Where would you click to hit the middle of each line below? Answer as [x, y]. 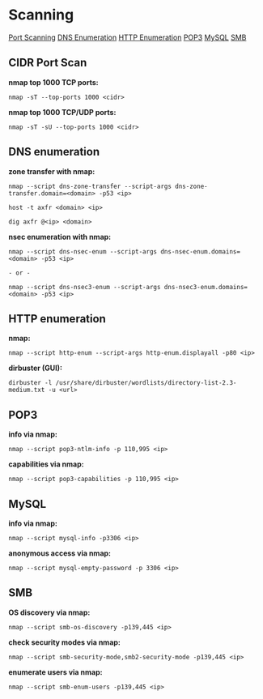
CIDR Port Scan [48, 63]
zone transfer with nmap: [52, 171]
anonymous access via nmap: [60, 553]
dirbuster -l [30, 383]
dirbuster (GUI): [36, 368]
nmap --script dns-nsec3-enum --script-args [85, 287]
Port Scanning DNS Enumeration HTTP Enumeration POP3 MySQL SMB [127, 37]
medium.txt [27, 390]
